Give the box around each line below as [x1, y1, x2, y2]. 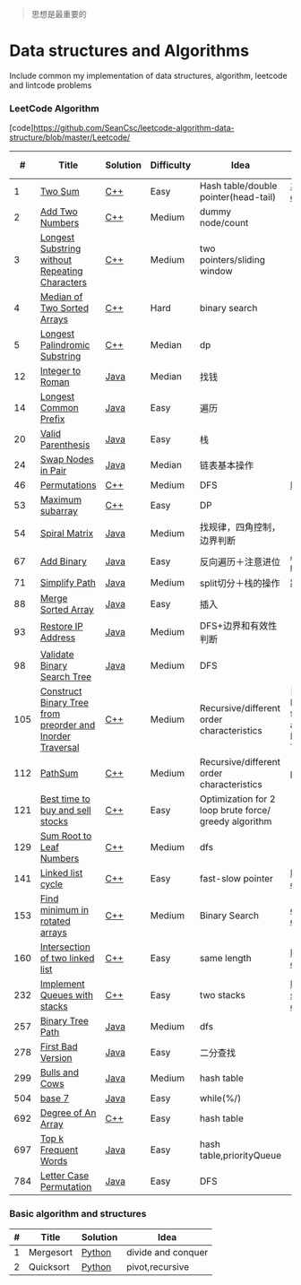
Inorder [39, 730, 72, 742]
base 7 [39, 1092, 70, 1105]
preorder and [39, 719, 96, 732]
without [39, 254, 73, 266]
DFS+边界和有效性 [200, 620, 278, 632]
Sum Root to [39, 829, 92, 842]
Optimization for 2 [200, 793, 276, 805]
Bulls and [39, 1066, 79, 1079]
